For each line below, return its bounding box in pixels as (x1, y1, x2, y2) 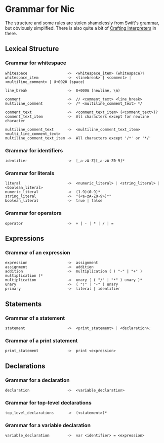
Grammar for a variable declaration (5, 422, 91, 429)
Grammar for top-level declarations (5, 399, 92, 406)
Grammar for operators (5, 210, 62, 217)
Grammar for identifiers (5, 147, 63, 154)
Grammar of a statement (5, 314, 65, 321)
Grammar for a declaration (5, 377, 70, 384)
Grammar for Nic (5, 3, 75, 15)
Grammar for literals (5, 170, 54, 177)
